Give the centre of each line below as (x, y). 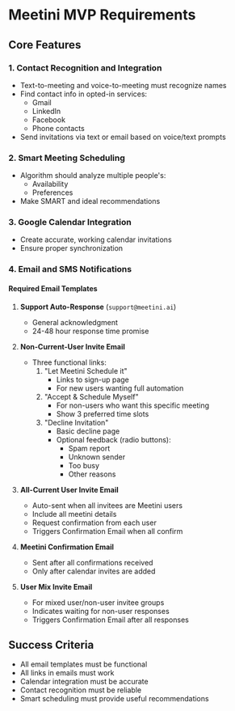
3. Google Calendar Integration (70, 222)
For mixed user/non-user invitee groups (98, 602)
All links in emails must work (67, 673)
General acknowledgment (75, 322)
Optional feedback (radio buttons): (113, 439)
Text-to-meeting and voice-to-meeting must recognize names (123, 85)
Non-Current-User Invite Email (72, 346)
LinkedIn (46, 111)
